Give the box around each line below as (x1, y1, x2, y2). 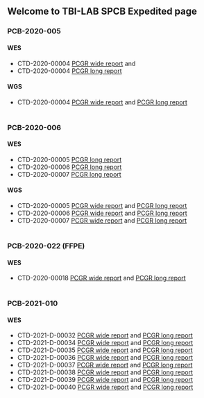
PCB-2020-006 (7, 122, 61, 132)
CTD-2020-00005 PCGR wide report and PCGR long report (17, 202, 187, 210)
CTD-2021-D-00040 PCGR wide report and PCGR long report (17, 383, 194, 392)
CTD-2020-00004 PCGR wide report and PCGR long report (17, 97, 187, 106)
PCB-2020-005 (7, 26, 61, 36)
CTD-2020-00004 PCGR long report (17, 66, 123, 75)
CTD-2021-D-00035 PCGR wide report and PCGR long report (17, 346, 193, 354)
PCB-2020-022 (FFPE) (7, 241, 85, 250)
